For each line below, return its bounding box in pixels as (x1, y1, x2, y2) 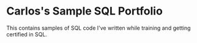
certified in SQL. (6, 30, 48, 38)
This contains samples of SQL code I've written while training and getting (6, 24, 191, 31)
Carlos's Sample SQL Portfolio (6, 4, 163, 18)
